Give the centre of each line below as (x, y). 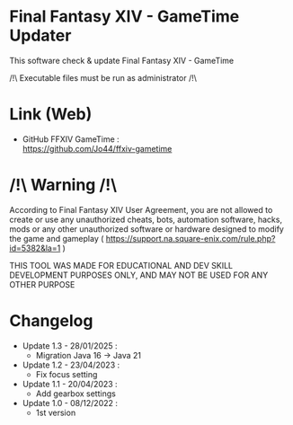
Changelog (51, 321)
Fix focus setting (67, 374)
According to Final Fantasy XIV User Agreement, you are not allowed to (141, 209)
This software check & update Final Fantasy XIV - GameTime (122, 60)
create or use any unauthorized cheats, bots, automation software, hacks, (146, 219)
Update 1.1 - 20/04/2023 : (70, 384)
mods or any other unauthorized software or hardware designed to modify (147, 229)
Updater (40, 35)
